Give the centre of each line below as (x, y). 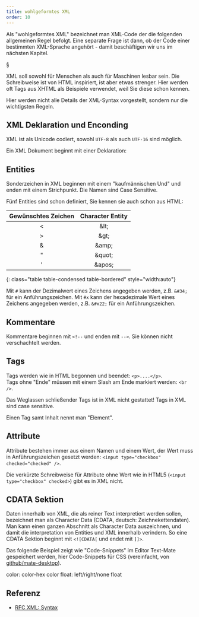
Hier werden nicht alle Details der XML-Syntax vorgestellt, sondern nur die (97, 100)
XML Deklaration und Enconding (67, 125)
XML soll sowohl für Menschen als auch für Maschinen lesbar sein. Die (93, 76)
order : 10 (18, 17)
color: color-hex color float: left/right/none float (64, 575)
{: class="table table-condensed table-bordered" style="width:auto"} (91, 279)
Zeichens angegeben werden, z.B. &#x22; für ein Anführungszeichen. (91, 304)
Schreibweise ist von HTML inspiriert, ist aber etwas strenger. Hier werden (97, 82)
